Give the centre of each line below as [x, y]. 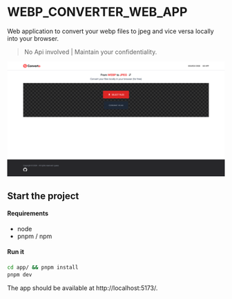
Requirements [28, 213]
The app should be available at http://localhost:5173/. [83, 288]
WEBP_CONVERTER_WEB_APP [97, 12]
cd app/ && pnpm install [43, 267]
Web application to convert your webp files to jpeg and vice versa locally [110, 31]
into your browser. [33, 38]
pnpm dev [20, 274]
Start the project [43, 196]
